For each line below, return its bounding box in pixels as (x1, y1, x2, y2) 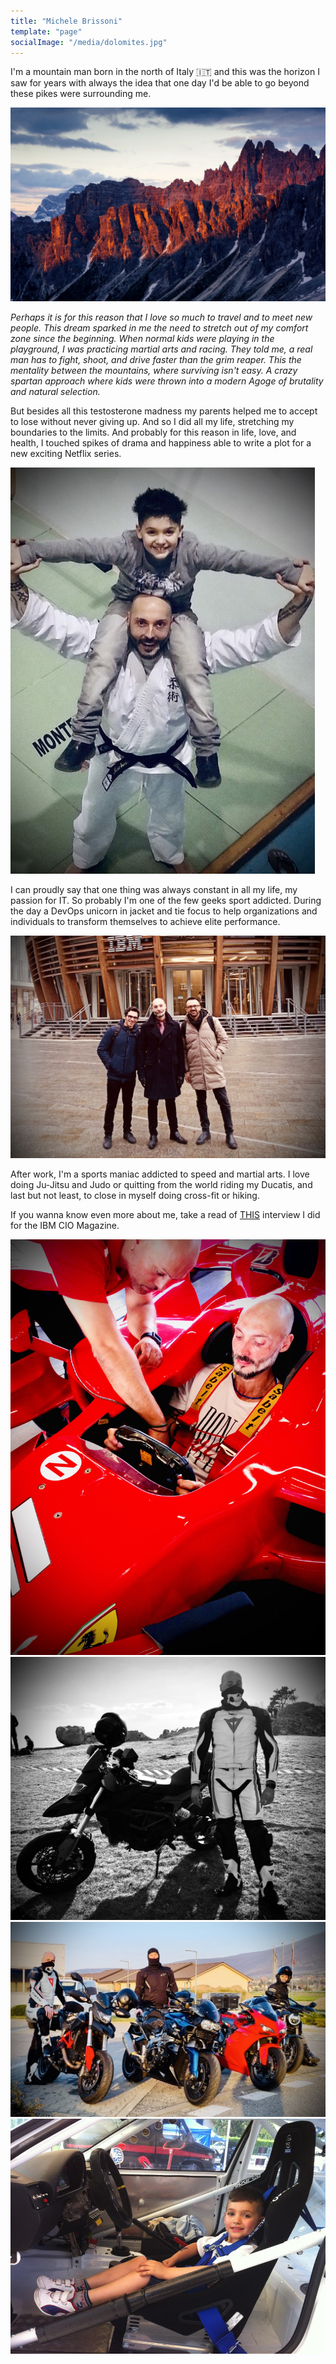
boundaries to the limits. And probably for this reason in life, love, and (10, 426, 297, 439)
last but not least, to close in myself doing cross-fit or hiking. (10, 1190, 260, 1202)
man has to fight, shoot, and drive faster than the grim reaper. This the (10, 354, 302, 366)
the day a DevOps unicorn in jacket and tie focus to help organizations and (10, 905, 318, 917)
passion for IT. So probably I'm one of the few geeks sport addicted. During (10, 895, 322, 907)
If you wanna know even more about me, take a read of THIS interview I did (10, 1209, 321, 1221)
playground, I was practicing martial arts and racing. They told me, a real (10, 343, 313, 355)
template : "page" (10, 26, 83, 37)
